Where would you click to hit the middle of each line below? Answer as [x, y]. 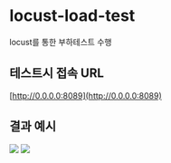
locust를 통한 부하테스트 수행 [61, 42]
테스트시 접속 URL [57, 73]
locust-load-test [72, 16]
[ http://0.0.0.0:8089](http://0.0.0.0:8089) [86, 95]
